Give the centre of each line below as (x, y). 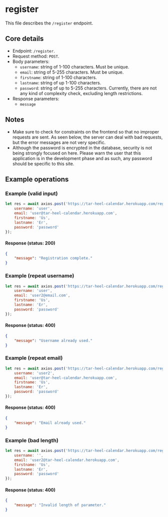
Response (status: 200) (30, 243)
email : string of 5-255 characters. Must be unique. (72, 72)
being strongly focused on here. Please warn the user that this (76, 153)
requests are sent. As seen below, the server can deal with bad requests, (87, 137)
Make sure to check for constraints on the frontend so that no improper (86, 131)
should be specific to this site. (43, 163)
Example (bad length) (32, 440)
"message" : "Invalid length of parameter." (60, 505)
